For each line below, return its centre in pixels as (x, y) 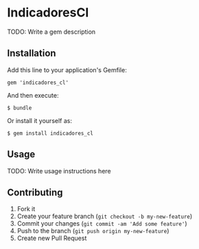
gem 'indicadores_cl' (38, 83)
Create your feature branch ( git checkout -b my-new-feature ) (105, 216)
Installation (32, 53)
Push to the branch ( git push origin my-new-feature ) (93, 231)
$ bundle (20, 108)
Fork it (26, 209)
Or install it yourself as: (39, 120)
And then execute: (33, 95)
